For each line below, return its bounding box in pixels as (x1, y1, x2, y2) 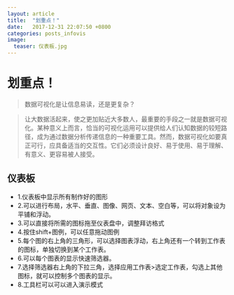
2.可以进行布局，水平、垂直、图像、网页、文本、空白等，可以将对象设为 (17, 201, 226, 209)
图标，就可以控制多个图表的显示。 (17, 271, 116, 280)
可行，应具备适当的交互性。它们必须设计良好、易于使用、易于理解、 (30, 141, 228, 150)
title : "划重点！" (7, 17, 60, 24)
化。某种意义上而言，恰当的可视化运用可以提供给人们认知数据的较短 (24, 124, 221, 132)
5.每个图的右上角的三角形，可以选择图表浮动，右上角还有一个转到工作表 (17, 236, 226, 244)
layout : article (7, 10, 55, 18)
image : (7, 37, 27, 44)
